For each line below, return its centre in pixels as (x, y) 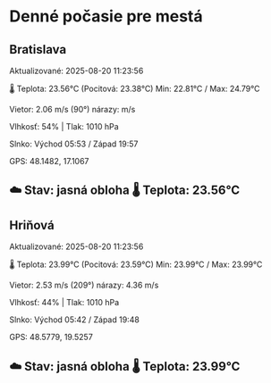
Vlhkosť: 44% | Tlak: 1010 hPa (64, 303)
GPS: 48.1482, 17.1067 (49, 161)
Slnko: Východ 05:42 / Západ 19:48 (75, 320)
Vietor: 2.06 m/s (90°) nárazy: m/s (72, 109)
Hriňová (32, 225)
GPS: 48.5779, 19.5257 (51, 337)
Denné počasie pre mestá (106, 17)
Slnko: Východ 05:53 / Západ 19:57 (74, 144)
